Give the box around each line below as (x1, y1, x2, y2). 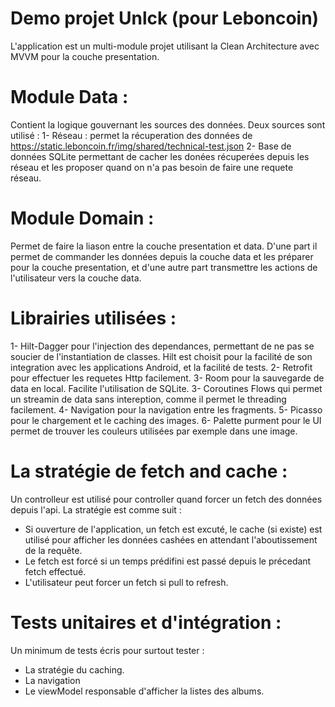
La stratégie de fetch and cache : (10, 460, 288, 482)
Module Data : (10, 86, 129, 109)
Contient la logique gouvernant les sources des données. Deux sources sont (10, 118, 326, 131)
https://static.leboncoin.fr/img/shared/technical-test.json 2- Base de (10, 140, 292, 152)
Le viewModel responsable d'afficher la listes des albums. (24, 685, 265, 697)
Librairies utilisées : (10, 307, 177, 329)
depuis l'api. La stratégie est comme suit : (10, 503, 182, 516)
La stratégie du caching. (24, 663, 125, 676)
